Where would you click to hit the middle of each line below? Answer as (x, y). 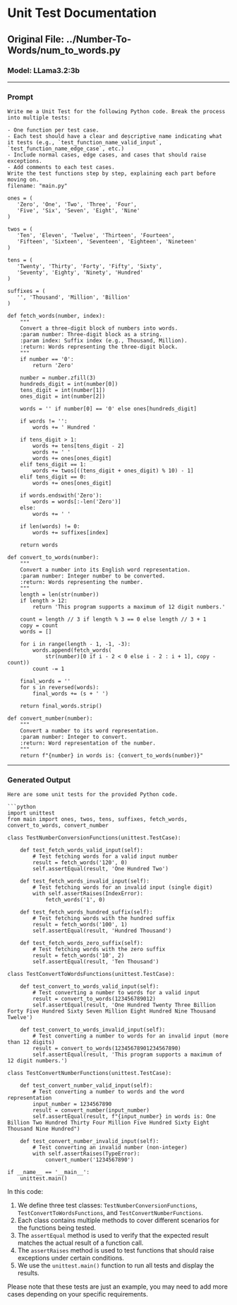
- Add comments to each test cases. (61, 168)
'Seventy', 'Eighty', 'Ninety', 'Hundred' (80, 273)
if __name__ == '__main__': (49, 1173)
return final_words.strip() (61, 706)
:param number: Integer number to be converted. (93, 576)
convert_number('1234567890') (89, 1160)
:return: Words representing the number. (81, 582)
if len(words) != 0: (50, 527)
